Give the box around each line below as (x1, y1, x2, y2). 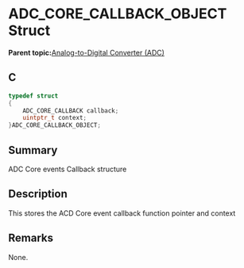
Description (8, 187, 68, 201)
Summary (8, 144, 58, 157)
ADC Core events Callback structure (8, 164, 127, 174)
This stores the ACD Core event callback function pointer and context (8, 208, 236, 218)
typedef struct (8, 92, 59, 100)
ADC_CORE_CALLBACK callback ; (22, 106, 119, 115)
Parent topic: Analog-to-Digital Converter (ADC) (8, 48, 165, 57)
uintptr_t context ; (22, 114, 87, 122)
